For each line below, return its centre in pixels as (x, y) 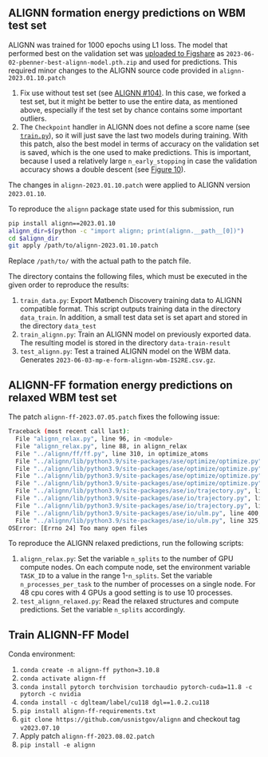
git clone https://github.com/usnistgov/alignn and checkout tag (130, 719)
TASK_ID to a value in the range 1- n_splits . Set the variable (116, 576)
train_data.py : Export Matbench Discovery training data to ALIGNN (131, 301)
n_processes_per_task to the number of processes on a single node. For (138, 584)
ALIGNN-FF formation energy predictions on (120, 385)
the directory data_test (58, 326)
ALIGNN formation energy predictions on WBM (127, 13)
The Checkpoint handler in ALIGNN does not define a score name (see (135, 126)
